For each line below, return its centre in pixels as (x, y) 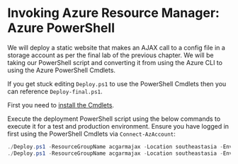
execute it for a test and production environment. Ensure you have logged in (118, 126)
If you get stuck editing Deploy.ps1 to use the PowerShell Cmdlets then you (117, 83)
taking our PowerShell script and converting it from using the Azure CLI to (115, 62)
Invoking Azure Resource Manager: (113, 13)
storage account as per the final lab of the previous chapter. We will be (110, 55)
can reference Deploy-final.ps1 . (55, 91)
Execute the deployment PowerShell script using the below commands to (114, 119)
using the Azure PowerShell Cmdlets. (61, 70)
